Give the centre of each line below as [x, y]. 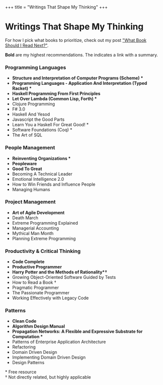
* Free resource [21, 372]
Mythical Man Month [33, 233]
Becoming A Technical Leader [42, 174]
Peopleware [25, 163]
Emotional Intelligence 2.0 [38, 179]
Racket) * [22, 88]
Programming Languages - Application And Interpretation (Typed [80, 83]
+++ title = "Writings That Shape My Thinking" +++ [56, 7]
